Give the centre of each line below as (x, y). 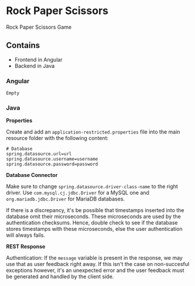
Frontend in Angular (38, 59)
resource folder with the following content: (57, 138)
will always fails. (26, 235)
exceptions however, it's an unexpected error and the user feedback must (95, 270)
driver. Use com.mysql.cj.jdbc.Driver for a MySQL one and (78, 193)
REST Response (26, 247)
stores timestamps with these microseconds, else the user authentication (94, 229)
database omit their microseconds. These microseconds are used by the (94, 217)
